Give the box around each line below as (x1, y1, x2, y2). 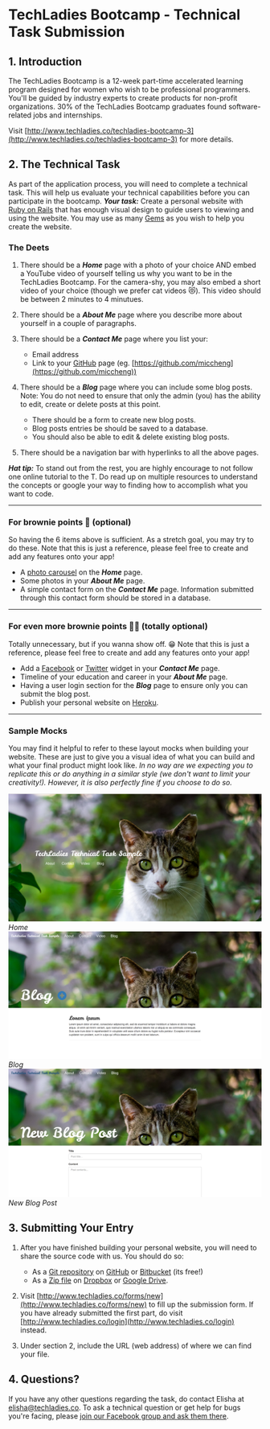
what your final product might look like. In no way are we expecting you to (8, 760, 253, 770)
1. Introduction (8, 55, 82, 68)
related (8, 110, 32, 120)
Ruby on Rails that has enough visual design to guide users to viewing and (8, 204, 255, 214)
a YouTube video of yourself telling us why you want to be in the (19, 269, 233, 278)
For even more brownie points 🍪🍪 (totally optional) (8, 621, 208, 632)
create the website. (8, 221, 72, 231)
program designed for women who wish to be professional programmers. (8, 84, 251, 94)
